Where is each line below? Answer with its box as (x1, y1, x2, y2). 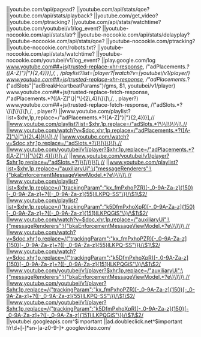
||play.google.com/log (101, 57, 156, 64)
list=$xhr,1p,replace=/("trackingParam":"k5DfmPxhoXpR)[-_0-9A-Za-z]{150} (6, 203, 195, 210)
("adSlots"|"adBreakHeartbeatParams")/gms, (6, 82, 118, 89)
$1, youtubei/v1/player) (119, 82, 176, 89)
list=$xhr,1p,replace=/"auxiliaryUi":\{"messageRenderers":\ (6, 165, 152, 172)
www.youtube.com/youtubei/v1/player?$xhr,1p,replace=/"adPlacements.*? (10, 146, 194, 153)
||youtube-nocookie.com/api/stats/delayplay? (77, 31, 190, 38)
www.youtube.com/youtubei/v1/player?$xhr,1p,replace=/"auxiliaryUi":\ (10, 267, 184, 274)
